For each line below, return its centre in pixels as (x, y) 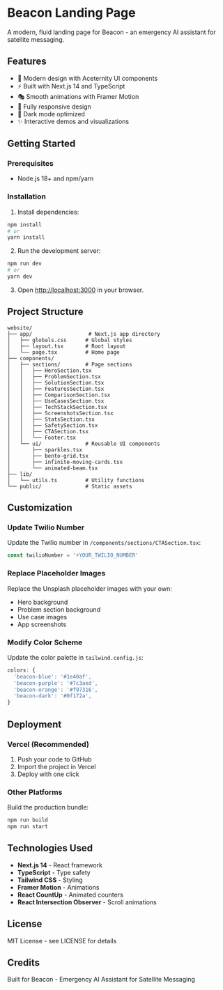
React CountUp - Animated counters (70, 895)
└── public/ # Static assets (70, 486)
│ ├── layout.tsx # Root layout (67, 346)
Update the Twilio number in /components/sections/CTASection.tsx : (104, 543)
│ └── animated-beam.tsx (53, 468)
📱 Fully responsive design (54, 107)
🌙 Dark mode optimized (51, 114)
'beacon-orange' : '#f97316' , (56, 690)
